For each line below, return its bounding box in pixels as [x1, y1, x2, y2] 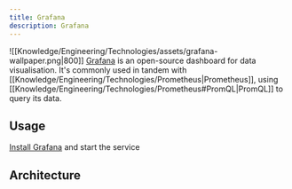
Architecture [9, 168, 82, 183]
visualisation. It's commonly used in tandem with [9, 64, 187, 75]
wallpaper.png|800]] [9, 55, 84, 66]
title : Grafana [9, 12, 66, 22]
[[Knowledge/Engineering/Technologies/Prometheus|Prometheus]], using [9, 74, 279, 84]
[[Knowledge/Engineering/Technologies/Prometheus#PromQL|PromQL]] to [9, 83, 284, 94]
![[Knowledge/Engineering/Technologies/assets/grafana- [9, 45, 218, 56]
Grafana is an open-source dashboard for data [85, 55, 256, 66]
